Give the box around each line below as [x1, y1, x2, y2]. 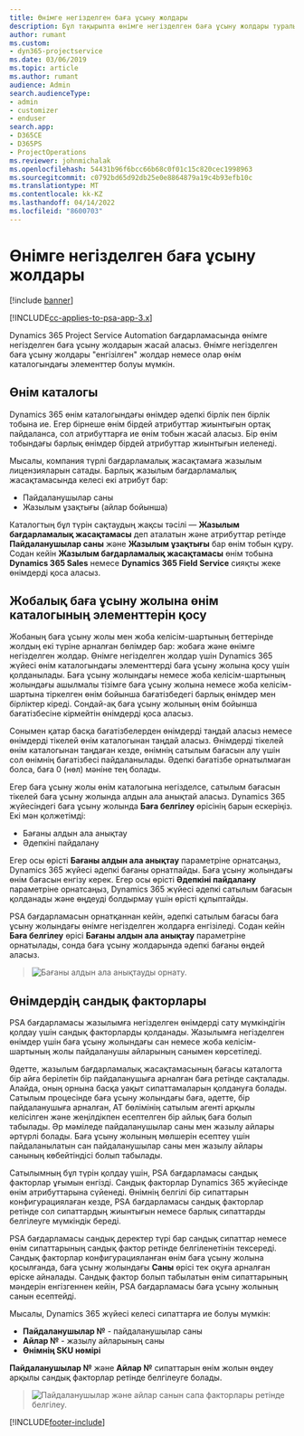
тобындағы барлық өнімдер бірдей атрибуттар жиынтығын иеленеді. [9, 438, 278, 449]
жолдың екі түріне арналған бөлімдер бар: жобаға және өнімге [9, 641, 256, 652]
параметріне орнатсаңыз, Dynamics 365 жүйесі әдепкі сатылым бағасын [9, 883, 292, 895]
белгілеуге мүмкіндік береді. [9, 1215, 122, 1226]
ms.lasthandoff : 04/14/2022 [9, 198, 116, 208]
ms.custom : [9, 38, 51, 48]
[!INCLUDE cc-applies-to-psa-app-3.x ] [9, 312, 153, 323]
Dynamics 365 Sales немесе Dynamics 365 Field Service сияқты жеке [9, 557, 281, 568]
